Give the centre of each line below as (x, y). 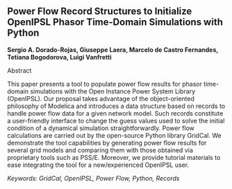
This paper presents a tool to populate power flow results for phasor (105, 84)
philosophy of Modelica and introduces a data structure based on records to (116, 106)
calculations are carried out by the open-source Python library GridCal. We (114, 135)
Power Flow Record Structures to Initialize (100, 11)
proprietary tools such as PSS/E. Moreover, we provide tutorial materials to (114, 157)
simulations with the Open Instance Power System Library (113, 91)
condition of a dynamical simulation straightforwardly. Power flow (101, 128)
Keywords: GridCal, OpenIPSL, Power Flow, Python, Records (93, 178)
